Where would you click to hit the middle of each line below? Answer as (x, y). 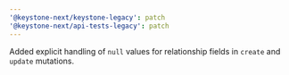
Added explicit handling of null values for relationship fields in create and (145, 51)
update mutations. (42, 61)
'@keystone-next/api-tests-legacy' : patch (89, 26)
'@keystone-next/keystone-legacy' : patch (87, 17)
